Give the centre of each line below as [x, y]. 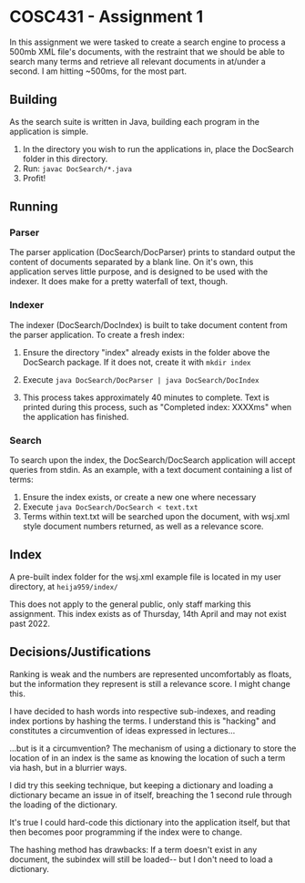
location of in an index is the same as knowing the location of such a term [147, 757]
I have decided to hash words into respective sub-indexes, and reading [142, 711]
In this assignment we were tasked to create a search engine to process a [147, 42]
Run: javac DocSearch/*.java [77, 168]
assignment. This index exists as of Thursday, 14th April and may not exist [148, 613]
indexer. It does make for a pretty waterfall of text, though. [119, 282]
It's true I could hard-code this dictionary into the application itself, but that [150, 822]
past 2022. [30, 623]
